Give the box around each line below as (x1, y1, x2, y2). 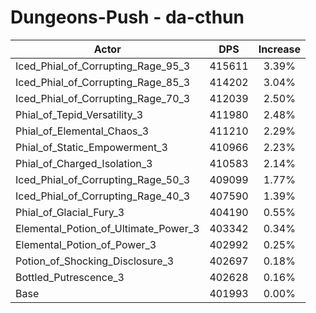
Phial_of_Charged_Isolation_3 (15, 156, 153, 170)
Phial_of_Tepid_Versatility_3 (15, 107, 144, 121)
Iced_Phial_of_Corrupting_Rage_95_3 (15, 59, 191, 73)
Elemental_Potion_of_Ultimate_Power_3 (15, 221, 200, 235)
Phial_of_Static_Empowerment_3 (15, 140, 168, 154)
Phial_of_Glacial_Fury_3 (15, 205, 125, 219)
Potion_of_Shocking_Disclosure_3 (15, 254, 175, 268)
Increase (258, 42, 302, 56)
